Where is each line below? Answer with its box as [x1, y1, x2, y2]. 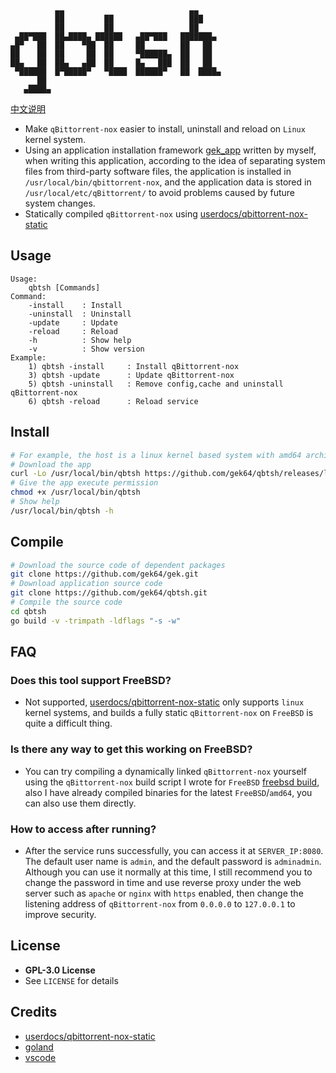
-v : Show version [28, 344, 145, 354]
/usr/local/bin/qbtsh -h [10, 506, 114, 516]
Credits [10, 1004, 58, 1021]
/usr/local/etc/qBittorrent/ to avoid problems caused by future [24, 187, 296, 198]
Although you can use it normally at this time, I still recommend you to [24, 866, 313, 878]
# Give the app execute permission [10, 478, 159, 488]
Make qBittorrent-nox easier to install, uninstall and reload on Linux [24, 123, 306, 135]
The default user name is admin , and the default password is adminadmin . [24, 855, 322, 867]
